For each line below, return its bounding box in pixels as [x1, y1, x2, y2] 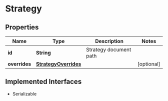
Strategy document [85, 46, 131, 53]
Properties [5, 23, 39, 31]
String [35, 49, 51, 56]
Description [94, 38, 124, 44]
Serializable [12, 90, 37, 96]
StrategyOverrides [35, 60, 81, 67]
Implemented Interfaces [5, 77, 82, 86]
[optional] [137, 60, 160, 67]
